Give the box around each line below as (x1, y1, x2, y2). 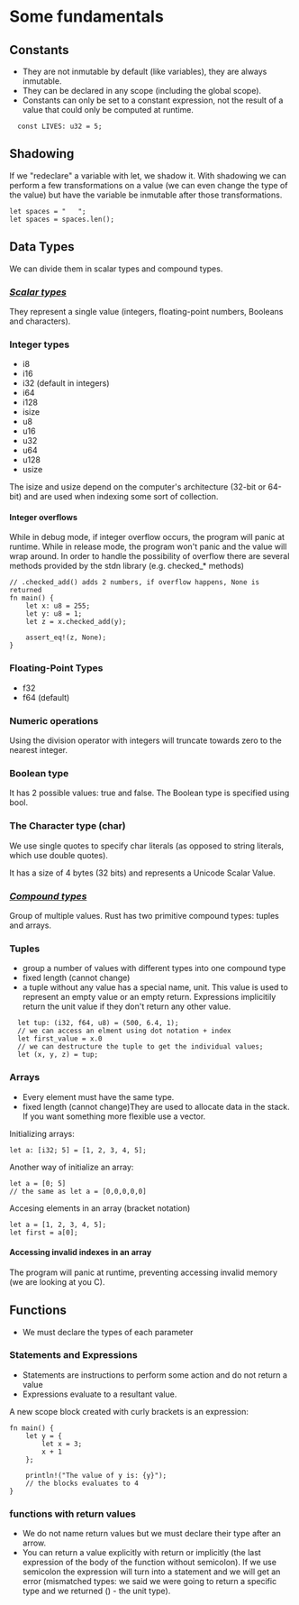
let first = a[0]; (9, 1228, 78, 1237)
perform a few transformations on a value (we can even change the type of (9, 179, 288, 190)
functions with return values (9, 1508, 137, 1520)
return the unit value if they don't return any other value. (22, 1001, 231, 1012)
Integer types (9, 338, 70, 351)
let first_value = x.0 (17, 1034, 103, 1043)
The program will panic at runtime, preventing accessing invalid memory (9, 1267, 277, 1278)
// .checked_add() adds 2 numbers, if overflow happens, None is (9, 578, 259, 587)
